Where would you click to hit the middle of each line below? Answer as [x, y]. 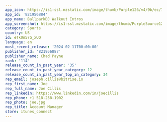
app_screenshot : [22, 24]
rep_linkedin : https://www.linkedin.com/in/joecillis [62, 93]
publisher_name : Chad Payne [34, 56]
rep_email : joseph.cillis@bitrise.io [44, 79]
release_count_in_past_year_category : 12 [49, 70]
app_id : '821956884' [27, 14]
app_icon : [15, 10]
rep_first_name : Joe [27, 84]
